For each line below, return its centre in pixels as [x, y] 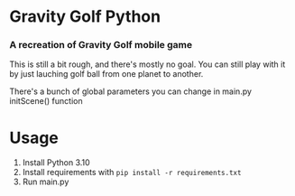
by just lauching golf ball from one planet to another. [106, 74]
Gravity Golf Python [85, 17]
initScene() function [46, 101]
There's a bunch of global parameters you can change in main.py [131, 91]
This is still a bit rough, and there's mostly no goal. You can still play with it [147, 64]
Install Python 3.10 [56, 163]
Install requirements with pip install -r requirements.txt [132, 173]
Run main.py [46, 182]
